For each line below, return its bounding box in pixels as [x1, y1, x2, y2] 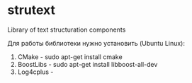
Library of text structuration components [7, 25, 126, 34]
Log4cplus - [17, 68, 54, 76]
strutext [7, 2, 55, 18]
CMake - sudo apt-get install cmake [17, 52, 123, 61]
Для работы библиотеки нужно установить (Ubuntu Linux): [7, 39, 186, 47]
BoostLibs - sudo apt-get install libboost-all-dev [17, 60, 158, 68]
